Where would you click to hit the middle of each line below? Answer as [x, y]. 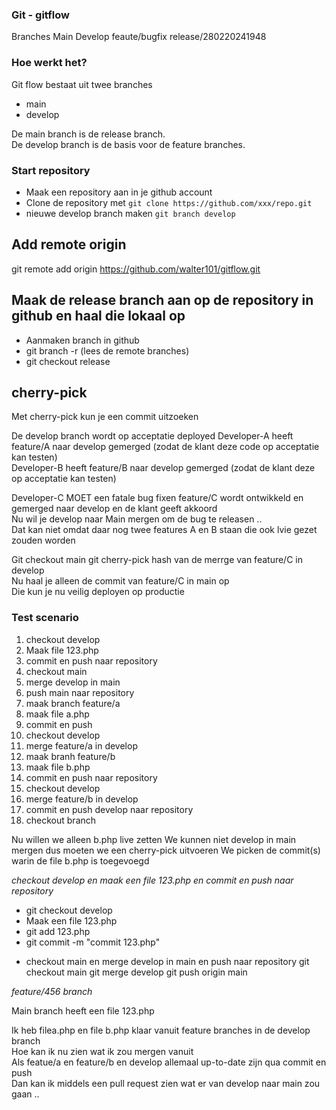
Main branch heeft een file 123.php [83, 1010]
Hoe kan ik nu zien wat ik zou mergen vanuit [102, 1051]
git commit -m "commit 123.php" [93, 942]
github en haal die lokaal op [98, 316]
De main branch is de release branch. [88, 134]
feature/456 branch [52, 991]
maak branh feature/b [70, 756]
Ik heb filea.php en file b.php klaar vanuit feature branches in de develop [161, 1030]
